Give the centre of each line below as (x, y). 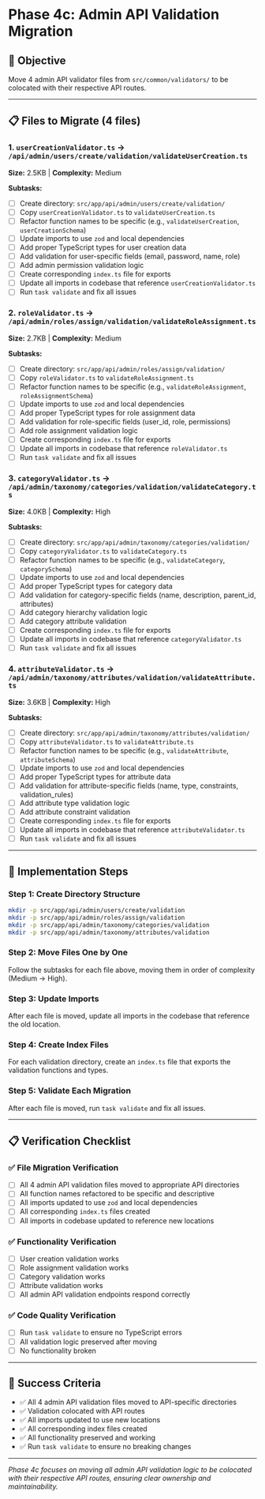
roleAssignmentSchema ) (56, 395)
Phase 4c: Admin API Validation (114, 15)
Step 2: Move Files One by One (68, 952)
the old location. (34, 1024)
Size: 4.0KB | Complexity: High (60, 511)
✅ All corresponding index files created (83, 1429)
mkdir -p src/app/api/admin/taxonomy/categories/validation (109, 925)
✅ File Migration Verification (63, 1167)
